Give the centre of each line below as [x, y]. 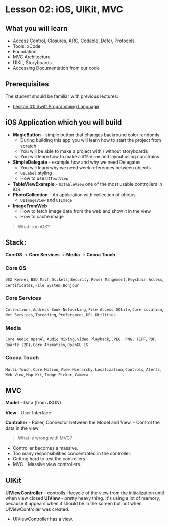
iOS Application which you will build [64, 122]
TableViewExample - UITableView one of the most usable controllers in [87, 184]
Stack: [16, 243]
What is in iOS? [34, 226]
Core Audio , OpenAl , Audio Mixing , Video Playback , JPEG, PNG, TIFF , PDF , [81, 339]
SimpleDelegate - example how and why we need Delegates [77, 162]
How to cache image [42, 216]
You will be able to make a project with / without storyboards [84, 151]
